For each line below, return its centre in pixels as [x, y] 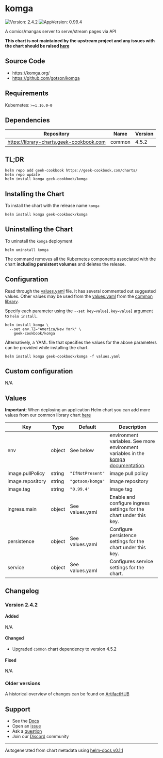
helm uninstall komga [27, 250]
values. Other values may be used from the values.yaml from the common [79, 296]
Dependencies [27, 120]
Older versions [23, 684]
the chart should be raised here [37, 46]
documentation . [128, 466]
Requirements [27, 93]
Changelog [22, 591]
